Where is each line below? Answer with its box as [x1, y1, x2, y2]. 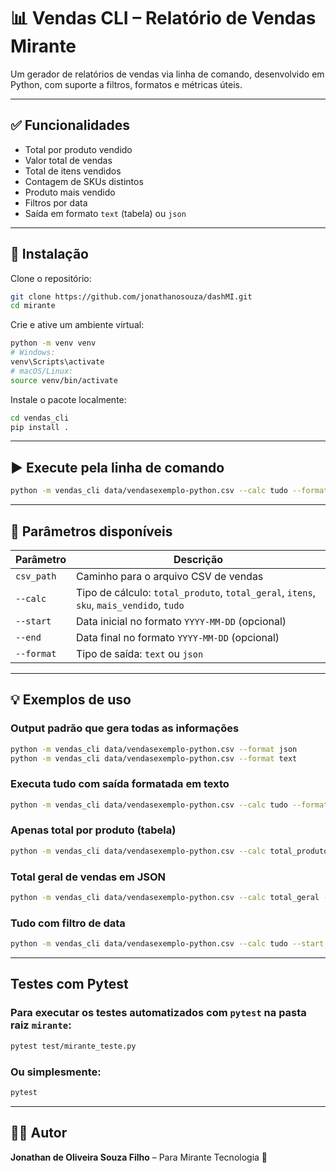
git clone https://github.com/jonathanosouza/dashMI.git [10, 291, 253, 302]
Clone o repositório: [10, 272, 92, 284]
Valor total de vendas [24, 154, 113, 166]
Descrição [173, 552, 224, 566]
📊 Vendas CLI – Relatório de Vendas [10, 7, 317, 30]
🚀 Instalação [10, 246, 89, 263]
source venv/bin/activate [10, 375, 118, 385]
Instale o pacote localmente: [10, 393, 127, 405]
